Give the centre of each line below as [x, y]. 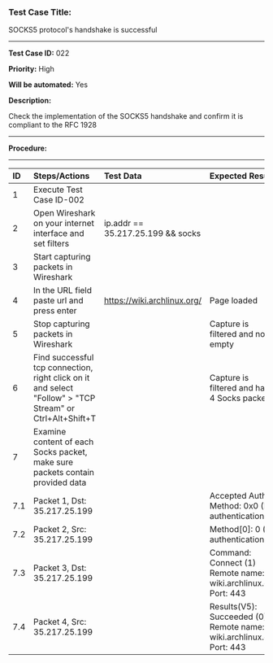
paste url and [58, 301]
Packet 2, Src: [60, 530]
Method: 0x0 [234, 506]
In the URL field [63, 290]
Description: [30, 101]
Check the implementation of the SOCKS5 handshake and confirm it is [126, 116]
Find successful [64, 358]
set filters [52, 244]
